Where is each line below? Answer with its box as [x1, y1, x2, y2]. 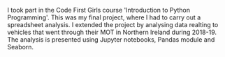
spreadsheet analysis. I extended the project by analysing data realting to [7, 21, 219, 28]
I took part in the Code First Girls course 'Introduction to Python [7, 6, 191, 14]
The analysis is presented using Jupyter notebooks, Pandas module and [7, 35, 215, 44]
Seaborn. [7, 43, 34, 51]
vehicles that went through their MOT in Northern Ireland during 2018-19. [7, 28, 217, 36]
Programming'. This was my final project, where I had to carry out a [7, 13, 201, 22]
